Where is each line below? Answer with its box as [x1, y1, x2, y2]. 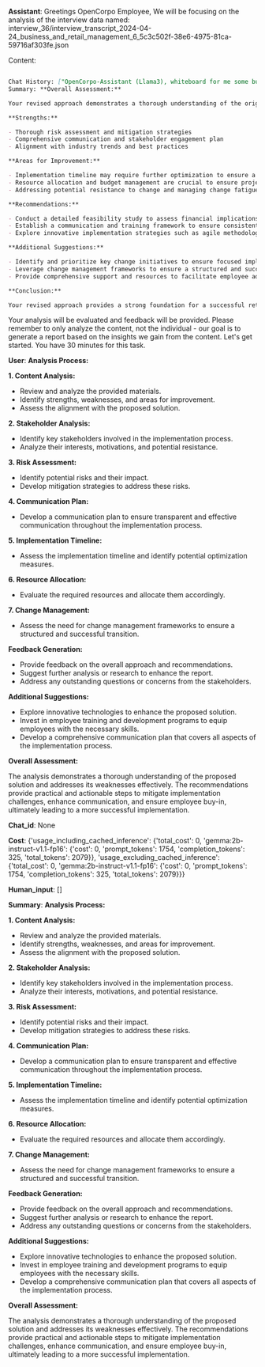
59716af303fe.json [8, 40, 69, 50]
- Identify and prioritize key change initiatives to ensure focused [8, 258, 242, 266]
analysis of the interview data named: [8, 15, 130, 25]
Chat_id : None [8, 820, 56, 830]
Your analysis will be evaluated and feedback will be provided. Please [8, 316, 234, 325]
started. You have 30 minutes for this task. [8, 340, 146, 350]
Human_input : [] [8, 885, 63, 895]
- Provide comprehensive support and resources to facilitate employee [8, 272, 248, 280]
